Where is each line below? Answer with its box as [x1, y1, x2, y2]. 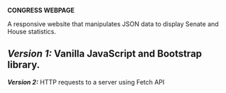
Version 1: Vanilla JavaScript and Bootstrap [7, 48, 203, 60]
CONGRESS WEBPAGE [7, 6, 75, 14]
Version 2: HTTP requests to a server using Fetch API [7, 77, 165, 86]
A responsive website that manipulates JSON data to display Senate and [7, 20, 219, 28]
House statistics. [7, 28, 57, 35]
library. [7, 59, 41, 71]
